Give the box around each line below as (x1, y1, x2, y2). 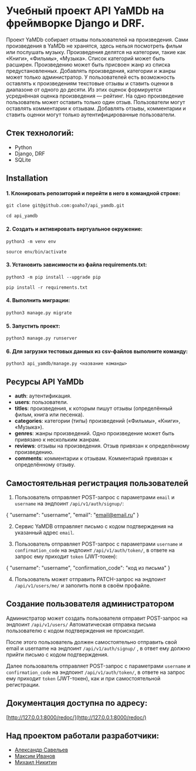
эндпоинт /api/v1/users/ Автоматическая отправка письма (6, 620, 157, 628)
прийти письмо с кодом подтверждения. (6, 651, 109, 658)
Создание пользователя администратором (6, 599, 174, 609)
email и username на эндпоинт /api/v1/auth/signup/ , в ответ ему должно (6, 645, 191, 652)
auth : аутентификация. (14, 392, 72, 399)
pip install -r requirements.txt (6, 284, 88, 291)
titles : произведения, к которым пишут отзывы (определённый (14, 405, 173, 412)
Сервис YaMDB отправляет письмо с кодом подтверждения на (14, 522, 174, 530)
